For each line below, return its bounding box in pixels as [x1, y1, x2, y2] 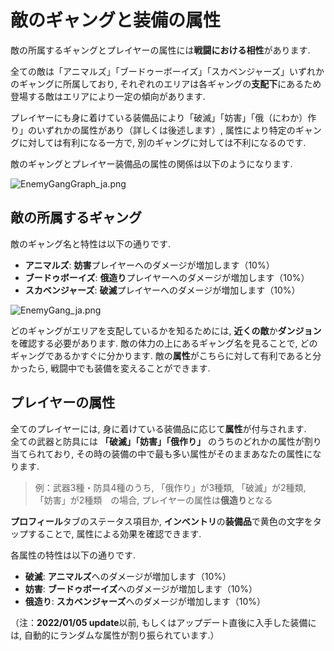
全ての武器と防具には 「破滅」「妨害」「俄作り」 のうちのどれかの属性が [10, 435, 305, 447]
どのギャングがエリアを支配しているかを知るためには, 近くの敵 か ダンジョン [10, 324, 322, 336]
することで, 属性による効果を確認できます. [27, 527, 202, 540]
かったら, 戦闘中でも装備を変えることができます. [10, 362, 211, 374]
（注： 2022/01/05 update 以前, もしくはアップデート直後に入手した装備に [10, 616, 317, 628]
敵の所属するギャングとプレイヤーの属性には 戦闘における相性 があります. [10, 44, 311, 56]
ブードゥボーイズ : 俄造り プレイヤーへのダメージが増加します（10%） [24, 271, 310, 283]
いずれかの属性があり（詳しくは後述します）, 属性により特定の [36, 124, 296, 136]
